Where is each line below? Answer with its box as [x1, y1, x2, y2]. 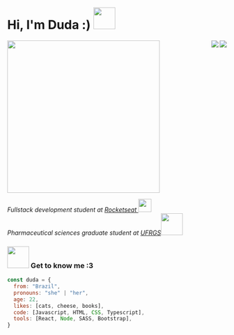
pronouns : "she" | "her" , [13, 289, 89, 296]
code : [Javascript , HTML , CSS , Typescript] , [13, 309, 145, 316]
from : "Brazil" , [13, 283, 61, 290]
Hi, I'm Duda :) [7, 17, 91, 33]
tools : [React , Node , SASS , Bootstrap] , [13, 315, 132, 322]
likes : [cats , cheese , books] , [13, 302, 104, 309]
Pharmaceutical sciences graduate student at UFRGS [7, 228, 162, 237]
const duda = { [7, 276, 52, 283]
